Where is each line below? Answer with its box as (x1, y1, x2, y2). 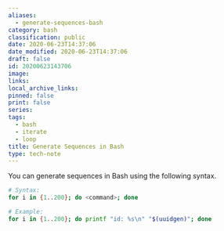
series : (8, 106, 34, 114)
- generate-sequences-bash (15, 19, 103, 27)
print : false (8, 99, 51, 106)
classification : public (8, 33, 86, 42)
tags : (8, 114, 26, 121)
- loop (15, 135, 37, 143)
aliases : (8, 11, 37, 20)
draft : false (8, 56, 51, 63)
